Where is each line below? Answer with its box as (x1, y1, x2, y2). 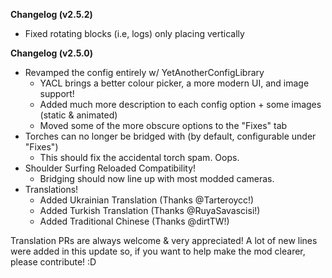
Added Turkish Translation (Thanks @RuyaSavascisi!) (39, 205, 261, 216)
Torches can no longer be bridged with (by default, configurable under (24, 130, 317, 142)
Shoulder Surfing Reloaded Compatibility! (24, 162, 197, 174)
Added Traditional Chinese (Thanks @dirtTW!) (39, 215, 230, 227)
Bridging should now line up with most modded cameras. (39, 173, 275, 184)
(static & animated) (39, 109, 118, 121)
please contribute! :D (10, 256, 97, 268)
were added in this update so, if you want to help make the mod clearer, (10, 245, 306, 257)
